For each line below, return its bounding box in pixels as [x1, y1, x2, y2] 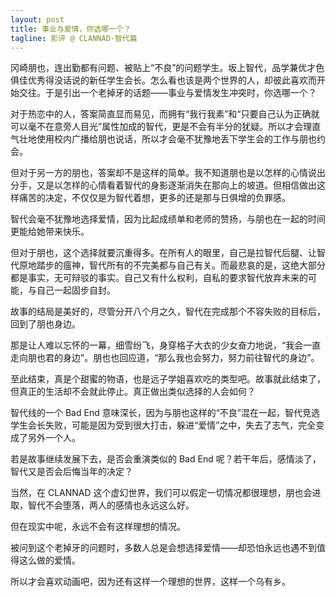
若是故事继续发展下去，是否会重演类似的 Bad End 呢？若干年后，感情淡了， [10, 453, 322, 465]
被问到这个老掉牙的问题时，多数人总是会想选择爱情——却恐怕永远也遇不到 [10, 542, 317, 554]
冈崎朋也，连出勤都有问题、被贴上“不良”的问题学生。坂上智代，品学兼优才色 [10, 62, 325, 74]
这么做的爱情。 [18, 554, 81, 566]
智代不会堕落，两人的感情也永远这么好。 [27, 499, 195, 511]
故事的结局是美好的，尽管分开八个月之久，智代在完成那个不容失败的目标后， [10, 306, 326, 318]
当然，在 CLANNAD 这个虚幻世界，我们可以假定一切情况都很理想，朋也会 [10, 487, 313, 499]
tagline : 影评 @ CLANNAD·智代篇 [10, 33, 138, 43]
